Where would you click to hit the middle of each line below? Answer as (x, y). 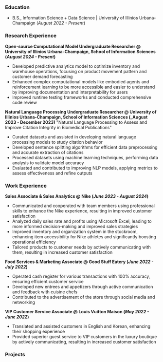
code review (25, 102)
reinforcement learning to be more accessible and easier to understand (83, 87)
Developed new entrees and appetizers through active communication (82, 286)
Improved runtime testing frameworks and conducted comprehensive (82, 97)
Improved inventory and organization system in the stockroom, (75, 231)
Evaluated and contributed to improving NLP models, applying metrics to (85, 168)
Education (18, 7)
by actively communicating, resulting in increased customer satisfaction (84, 342)
